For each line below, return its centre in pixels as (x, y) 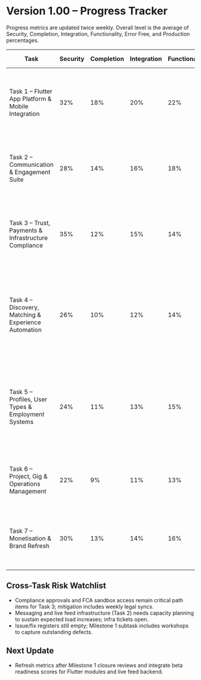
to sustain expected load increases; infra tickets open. (81, 619)
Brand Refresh (29, 545)
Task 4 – (21, 300)
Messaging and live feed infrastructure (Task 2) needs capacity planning (104, 613)
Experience (25, 322)
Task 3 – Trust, (30, 222)
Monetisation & (31, 538)
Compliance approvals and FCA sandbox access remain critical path (99, 600)
